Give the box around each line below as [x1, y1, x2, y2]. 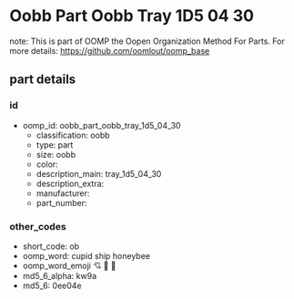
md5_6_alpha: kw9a [22, 270, 97, 281]
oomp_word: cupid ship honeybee [22, 250, 150, 261]
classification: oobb [35, 129, 111, 140]
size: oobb [35, 149, 76, 160]
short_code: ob [22, 241, 80, 252]
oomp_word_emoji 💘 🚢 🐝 [22, 260, 117, 271]
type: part [35, 139, 74, 150]
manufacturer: [35, 188, 90, 199]
